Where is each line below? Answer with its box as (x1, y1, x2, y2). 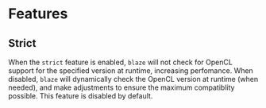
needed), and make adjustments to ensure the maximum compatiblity (8, 83, 235, 92)
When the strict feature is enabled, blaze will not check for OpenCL (8, 57, 233, 67)
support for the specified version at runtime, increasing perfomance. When (8, 66, 254, 75)
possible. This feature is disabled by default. (8, 91, 153, 100)
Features (8, 5, 68, 23)
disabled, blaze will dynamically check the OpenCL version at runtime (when (8, 75, 259, 83)
